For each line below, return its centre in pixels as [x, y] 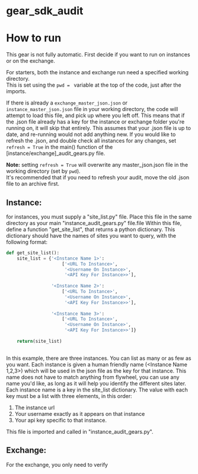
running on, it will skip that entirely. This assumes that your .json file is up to [99, 128]
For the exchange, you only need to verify [57, 464]
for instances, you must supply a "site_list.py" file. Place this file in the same [99, 217]
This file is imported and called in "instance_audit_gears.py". [80, 431]
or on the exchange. [31, 61]
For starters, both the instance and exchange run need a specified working [97, 72]
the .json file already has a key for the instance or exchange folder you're [95, 122]
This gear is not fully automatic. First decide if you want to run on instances [98, 55]
